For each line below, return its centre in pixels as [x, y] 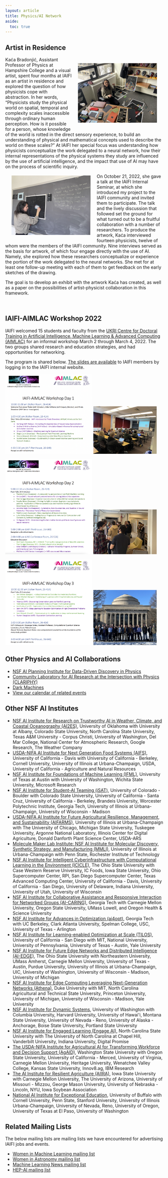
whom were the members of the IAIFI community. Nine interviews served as [83, 246]
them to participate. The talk [126, 203]
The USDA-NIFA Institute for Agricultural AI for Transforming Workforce [86, 1047]
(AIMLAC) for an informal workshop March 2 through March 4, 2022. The [81, 341]
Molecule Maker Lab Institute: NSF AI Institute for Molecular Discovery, [86, 843]
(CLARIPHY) [25, 682]
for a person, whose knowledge [38, 129]
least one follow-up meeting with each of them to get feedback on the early [83, 267]
